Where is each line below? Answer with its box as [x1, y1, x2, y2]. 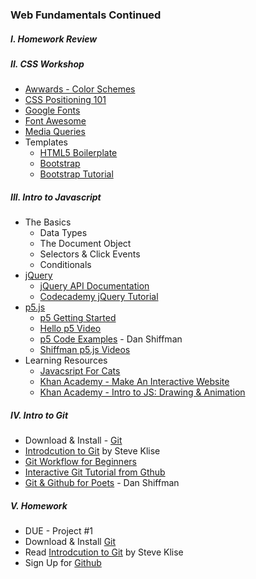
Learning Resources [24, 354, 108, 367]
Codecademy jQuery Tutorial [39, 291, 159, 303]
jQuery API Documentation [39, 280, 150, 292]
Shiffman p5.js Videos [39, 344, 131, 356]
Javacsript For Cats [39, 365, 121, 377]
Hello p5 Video [39, 323, 102, 335]
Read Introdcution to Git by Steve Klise [24, 546, 184, 558]
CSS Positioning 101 [24, 94, 107, 106]
